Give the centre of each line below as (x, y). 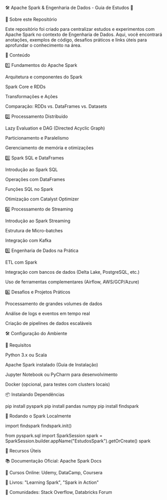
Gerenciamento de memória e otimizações (49, 148)
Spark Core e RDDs (26, 87)
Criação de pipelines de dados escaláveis (49, 323)
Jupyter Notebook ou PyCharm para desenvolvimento (61, 374)
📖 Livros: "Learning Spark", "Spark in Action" (52, 482)
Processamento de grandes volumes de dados (54, 304)
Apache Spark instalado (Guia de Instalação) (52, 365)
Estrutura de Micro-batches (34, 231)
